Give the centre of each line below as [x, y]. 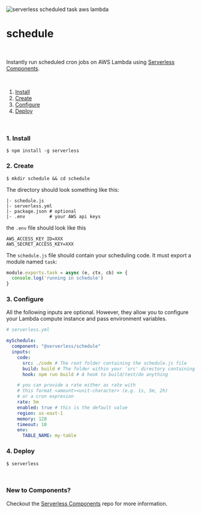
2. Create [20, 166]
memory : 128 [32, 419]
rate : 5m [28, 402]
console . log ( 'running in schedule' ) [57, 278]
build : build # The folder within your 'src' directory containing [109, 369]
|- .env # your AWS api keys [54, 216]
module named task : [32, 262]
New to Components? [39, 490]
